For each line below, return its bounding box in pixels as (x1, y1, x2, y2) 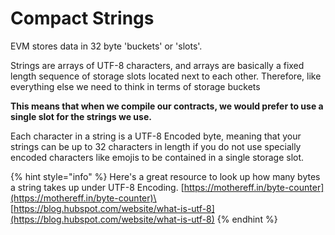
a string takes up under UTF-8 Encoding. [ (10, 181, 185, 193)
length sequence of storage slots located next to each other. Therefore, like (10, 70, 322, 82)
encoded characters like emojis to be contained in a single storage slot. (10, 151, 305, 163)
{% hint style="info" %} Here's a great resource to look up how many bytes (10, 170, 321, 182)
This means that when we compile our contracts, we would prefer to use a (10, 100, 324, 112)
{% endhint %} (216, 213, 278, 225)
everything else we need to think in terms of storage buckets (10, 80, 261, 92)
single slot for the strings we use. (10, 110, 152, 122)
